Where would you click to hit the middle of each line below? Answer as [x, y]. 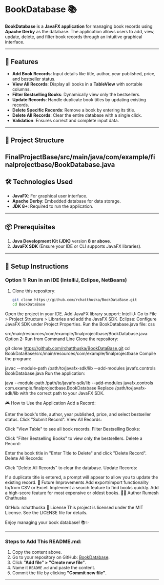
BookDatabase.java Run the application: [45, 373]
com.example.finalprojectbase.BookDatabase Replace [59, 388]
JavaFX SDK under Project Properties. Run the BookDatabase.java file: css [80, 324]
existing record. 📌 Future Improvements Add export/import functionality [77, 482]
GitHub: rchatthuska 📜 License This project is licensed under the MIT [74, 507]
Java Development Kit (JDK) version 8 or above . [61, 241]
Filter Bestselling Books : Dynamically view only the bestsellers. [76, 94]
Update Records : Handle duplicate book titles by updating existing [79, 99]
